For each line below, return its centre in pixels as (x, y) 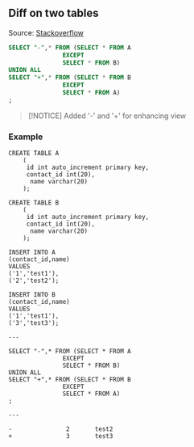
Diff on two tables (54, 13)
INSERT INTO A (32, 253)
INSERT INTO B (32, 295)
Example (26, 137)
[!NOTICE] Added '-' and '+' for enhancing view (107, 116)
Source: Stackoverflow (46, 32)
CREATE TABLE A (34, 154)
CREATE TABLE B (34, 203)
